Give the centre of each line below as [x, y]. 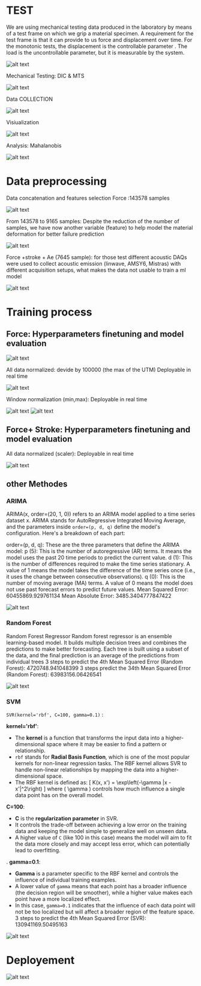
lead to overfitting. [38, 850]
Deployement [40, 961]
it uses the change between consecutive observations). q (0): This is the [96, 577]
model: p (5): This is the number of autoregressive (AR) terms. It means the [99, 551]
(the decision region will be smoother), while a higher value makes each [104, 892]
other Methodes [37, 484]
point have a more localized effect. [58, 899]
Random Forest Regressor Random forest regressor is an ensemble [89, 636]
